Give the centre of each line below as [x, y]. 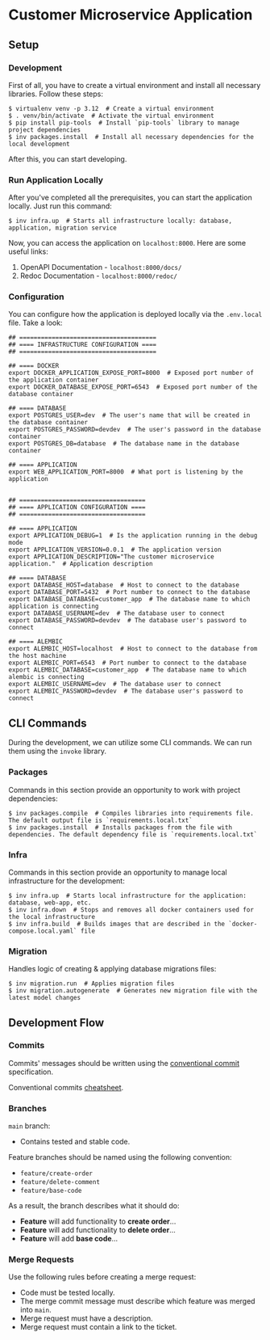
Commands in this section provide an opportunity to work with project [125, 790]
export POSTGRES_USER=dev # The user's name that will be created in [129, 415]
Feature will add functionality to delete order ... [98, 1230]
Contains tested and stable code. [75, 1142]
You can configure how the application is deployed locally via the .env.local [135, 314]
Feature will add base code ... [69, 1239]
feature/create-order [56, 1174]
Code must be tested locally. [67, 1293]
